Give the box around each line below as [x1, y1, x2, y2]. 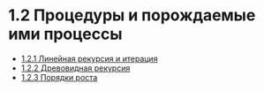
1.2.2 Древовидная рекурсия [20, 63, 131, 73]
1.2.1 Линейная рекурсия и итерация [20, 53, 158, 64]
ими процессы [8, 24, 123, 44]
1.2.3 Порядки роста [20, 72, 98, 82]
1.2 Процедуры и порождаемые [8, 5, 256, 26]
